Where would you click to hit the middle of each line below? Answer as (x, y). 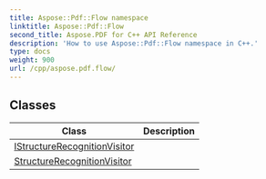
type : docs (30, 52)
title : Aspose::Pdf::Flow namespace (79, 18)
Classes (33, 105)
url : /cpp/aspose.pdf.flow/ (63, 69)
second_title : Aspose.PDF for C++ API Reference (103, 35)
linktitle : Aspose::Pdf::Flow (67, 26)
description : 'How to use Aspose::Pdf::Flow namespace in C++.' (134, 43)
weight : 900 (32, 60)
